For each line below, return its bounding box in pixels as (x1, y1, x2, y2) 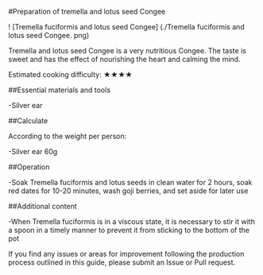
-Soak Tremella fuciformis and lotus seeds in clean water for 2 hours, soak (8, 178, 253, 187)
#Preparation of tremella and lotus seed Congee (8, 7, 166, 16)
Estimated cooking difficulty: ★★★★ (8, 70, 133, 79)
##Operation (8, 162, 50, 172)
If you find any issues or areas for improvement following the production (8, 250, 245, 258)
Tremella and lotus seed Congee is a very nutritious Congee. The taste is (8, 46, 246, 55)
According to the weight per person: (8, 131, 127, 141)
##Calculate (8, 116, 48, 126)
